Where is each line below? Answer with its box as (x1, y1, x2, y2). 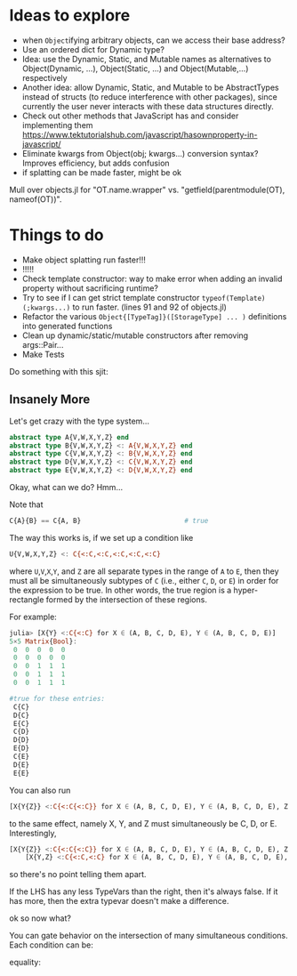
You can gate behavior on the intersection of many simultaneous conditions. (9, 931, 289, 941)
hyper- (233, 585, 259, 595)
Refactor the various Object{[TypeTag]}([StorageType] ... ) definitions (21, 311, 287, 321)
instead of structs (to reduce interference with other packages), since (21, 91, 277, 102)
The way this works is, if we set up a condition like (9, 532, 194, 543)
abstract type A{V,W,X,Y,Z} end (9, 432, 129, 441)
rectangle (9, 593, 44, 605)
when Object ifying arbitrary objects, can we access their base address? (21, 35, 286, 45)
